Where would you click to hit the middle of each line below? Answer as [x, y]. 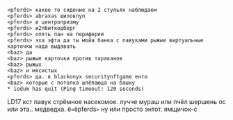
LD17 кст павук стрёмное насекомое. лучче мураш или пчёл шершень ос [116, 102]
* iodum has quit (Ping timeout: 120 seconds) [76, 89]
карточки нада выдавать [42, 46]
